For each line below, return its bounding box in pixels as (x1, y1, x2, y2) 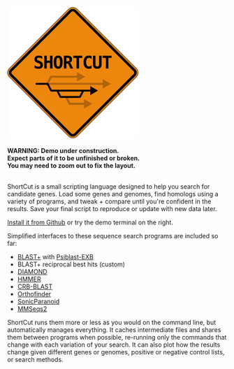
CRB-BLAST (17, 282, 53, 291)
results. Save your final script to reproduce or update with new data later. (7, 205, 218, 212)
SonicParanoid (17, 297, 60, 305)
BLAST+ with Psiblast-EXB (17, 253, 94, 261)
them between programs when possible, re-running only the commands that (7, 333, 227, 341)
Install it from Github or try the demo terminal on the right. (7, 218, 173, 226)
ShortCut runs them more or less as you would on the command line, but (7, 318, 217, 326)
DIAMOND (17, 268, 47, 275)
